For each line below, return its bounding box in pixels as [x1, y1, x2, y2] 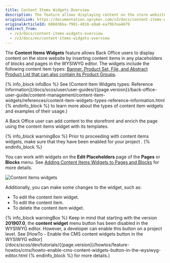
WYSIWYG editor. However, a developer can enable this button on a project [5, 225, 162, 232]
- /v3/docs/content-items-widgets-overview [10, 31, 103, 36]
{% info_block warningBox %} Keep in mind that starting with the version [5, 214, 157, 221]
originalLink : [5, 17, 35, 22]
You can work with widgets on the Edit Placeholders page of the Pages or [5, 153, 160, 160]
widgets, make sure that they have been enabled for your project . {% [5, 138, 150, 145]
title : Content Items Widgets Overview [5, 7, 90, 13]
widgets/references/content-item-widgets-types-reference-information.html [5, 97, 165, 103]
